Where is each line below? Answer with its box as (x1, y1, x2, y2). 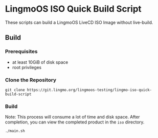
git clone (5, 87, 25, 92)
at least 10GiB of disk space (12, 59, 68, 65)
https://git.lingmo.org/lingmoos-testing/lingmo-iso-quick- (26, 87, 152, 92)
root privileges (12, 64, 42, 70)
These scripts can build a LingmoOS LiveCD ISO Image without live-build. (5, 19, 153, 25)
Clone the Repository (5, 76, 57, 83)
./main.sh (5, 129, 25, 134)
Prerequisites (5, 48, 38, 55)
